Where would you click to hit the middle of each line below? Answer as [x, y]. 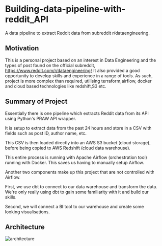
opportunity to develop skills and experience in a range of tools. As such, [79, 76]
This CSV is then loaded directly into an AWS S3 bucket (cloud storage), [78, 142]
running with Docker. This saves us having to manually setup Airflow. [75, 162]
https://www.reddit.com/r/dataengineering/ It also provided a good [72, 70]
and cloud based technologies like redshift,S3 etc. [56, 86]
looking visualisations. [27, 212]
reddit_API [27, 19]
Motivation [22, 48]
